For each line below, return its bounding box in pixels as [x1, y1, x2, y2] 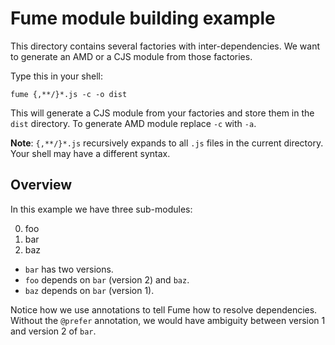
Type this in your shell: [10, 70, 103, 82]
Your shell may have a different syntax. [10, 147, 171, 159]
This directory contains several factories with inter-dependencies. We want [10, 40, 321, 52]
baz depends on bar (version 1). [24, 284, 155, 296]
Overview [10, 177, 73, 194]
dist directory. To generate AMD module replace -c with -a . [10, 117, 257, 129]
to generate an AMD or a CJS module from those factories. [10, 50, 253, 62]
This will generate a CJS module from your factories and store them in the [10, 107, 315, 119]
